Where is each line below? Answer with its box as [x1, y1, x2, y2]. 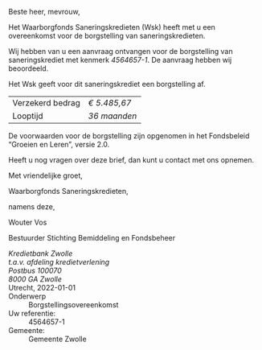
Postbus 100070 [8, 266, 62, 275]
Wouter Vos [8, 217, 47, 227]
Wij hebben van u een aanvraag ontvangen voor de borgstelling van [8, 47, 233, 56]
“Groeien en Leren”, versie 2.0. [8, 140, 110, 149]
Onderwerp [8, 291, 47, 301]
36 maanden [88, 110, 137, 121]
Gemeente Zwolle [28, 334, 87, 344]
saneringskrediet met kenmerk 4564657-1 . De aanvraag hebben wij [8, 56, 232, 64]
